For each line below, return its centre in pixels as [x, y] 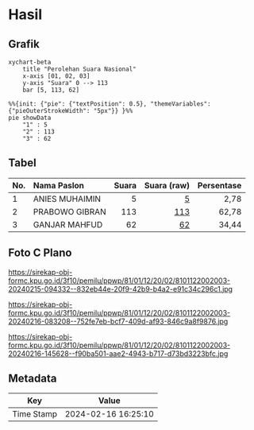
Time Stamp [35, 414]
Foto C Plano [40, 253]
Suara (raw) [167, 185]
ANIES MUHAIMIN [67, 199]
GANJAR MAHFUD [68, 224]
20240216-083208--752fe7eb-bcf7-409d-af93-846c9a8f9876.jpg [118, 321]
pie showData [30, 118]
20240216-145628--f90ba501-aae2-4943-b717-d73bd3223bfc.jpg [118, 353]
